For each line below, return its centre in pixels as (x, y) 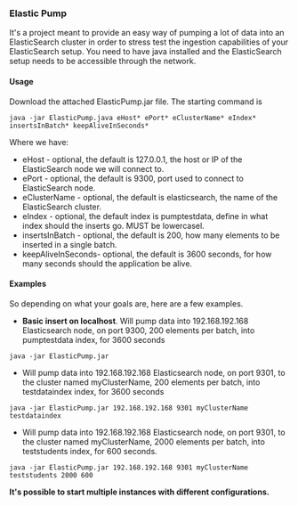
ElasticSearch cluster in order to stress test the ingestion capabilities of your (149, 42)
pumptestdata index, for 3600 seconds (93, 339)
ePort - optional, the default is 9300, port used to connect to (133, 178)
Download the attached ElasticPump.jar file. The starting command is (136, 102)
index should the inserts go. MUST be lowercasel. (113, 225)
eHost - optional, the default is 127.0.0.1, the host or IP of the (132, 159)
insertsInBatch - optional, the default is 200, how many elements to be (151, 235)
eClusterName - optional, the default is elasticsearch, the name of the (150, 197)
